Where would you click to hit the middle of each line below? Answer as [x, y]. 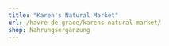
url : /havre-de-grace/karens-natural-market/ [84, 23]
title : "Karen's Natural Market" [63, 15]
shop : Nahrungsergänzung [49, 30]
